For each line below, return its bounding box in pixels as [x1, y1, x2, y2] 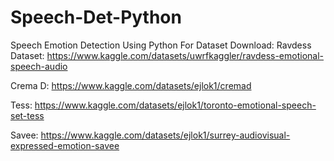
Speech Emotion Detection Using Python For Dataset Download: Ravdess [10, 39, 312, 51]
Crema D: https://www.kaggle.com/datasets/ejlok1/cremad [10, 79, 252, 91]
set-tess [10, 109, 45, 121]
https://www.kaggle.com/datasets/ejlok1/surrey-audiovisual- [40, 129, 291, 141]
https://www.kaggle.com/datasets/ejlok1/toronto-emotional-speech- [34, 99, 317, 111]
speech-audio [10, 60, 68, 72]
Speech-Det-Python [10, 6, 182, 29]
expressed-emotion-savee [10, 139, 120, 151]
